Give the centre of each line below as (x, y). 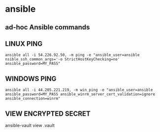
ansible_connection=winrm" (33, 99)
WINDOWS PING (31, 79)
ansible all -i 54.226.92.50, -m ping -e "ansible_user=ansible (72, 55)
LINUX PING (24, 43)
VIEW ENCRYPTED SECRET (48, 114)
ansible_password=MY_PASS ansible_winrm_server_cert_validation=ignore (80, 94)
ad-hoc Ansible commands (48, 27)
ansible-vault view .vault (30, 126)
